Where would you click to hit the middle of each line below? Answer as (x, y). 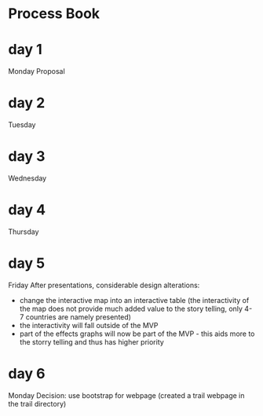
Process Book (54, 14)
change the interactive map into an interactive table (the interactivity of (134, 300)
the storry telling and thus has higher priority (92, 341)
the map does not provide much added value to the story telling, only (131, 308)
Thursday (24, 232)
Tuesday (22, 125)
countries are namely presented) (79, 317)
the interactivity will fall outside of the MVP (89, 325)
